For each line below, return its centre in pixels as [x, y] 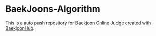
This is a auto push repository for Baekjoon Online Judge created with [78, 23]
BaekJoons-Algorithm [53, 9]
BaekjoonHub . [20, 28]
